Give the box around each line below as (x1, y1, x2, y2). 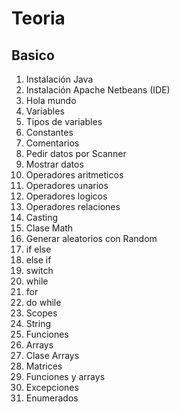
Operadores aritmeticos (25, 169, 124, 181)
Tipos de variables (25, 116, 103, 127)
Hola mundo (25, 95, 77, 106)
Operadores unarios (25, 180, 109, 191)
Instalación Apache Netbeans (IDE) (25, 84, 171, 96)
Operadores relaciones (25, 201, 121, 212)
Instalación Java (25, 73, 94, 85)
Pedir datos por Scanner (25, 148, 127, 159)
